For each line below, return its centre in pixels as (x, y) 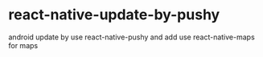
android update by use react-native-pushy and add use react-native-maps (131, 37)
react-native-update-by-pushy (114, 15)
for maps (23, 45)
